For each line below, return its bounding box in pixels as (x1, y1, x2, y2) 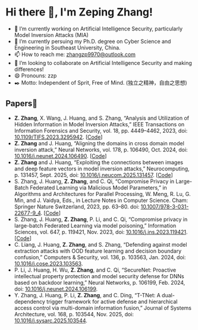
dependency (14, 298, 46, 305)
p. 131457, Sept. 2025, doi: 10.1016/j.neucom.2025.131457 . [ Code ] (14, 171, 173, 178)
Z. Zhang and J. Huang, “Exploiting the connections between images (14, 158, 184, 166)
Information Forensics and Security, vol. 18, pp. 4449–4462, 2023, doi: (14, 127, 188, 134)
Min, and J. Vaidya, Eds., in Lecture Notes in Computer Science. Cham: (14, 197, 188, 204)
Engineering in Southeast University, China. (14, 44, 121, 51)
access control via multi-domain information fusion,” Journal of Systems (14, 304, 191, 312)
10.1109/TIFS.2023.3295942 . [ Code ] (14, 133, 103, 141)
